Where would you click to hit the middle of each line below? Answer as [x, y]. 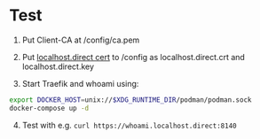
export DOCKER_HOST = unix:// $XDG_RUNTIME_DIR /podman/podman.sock [130, 100]
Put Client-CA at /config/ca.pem [81, 40]
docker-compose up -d [49, 108]
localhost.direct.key [58, 66]
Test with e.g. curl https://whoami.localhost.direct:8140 [129, 125]
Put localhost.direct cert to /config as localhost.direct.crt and [134, 57]
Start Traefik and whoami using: [80, 83]
